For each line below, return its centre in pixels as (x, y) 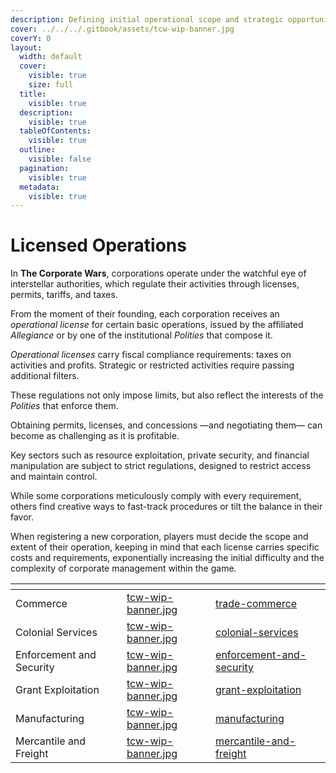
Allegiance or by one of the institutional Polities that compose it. (141, 335)
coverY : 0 (31, 38)
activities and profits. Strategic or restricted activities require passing (152, 365)
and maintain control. (54, 477)
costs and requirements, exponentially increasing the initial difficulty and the (167, 558)
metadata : (39, 187)
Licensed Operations (98, 245)
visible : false (60, 159)
